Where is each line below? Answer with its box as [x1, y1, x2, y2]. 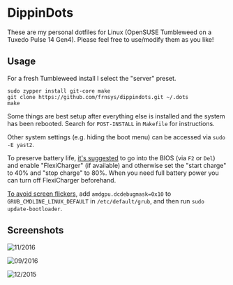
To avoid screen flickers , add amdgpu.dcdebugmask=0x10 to [7, 190, 172, 198]
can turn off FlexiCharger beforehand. [7, 176, 116, 184]
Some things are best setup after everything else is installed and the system [7, 111, 225, 120]
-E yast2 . [7, 140, 35, 148]
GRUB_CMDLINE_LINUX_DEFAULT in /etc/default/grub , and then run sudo [7, 197, 204, 205]
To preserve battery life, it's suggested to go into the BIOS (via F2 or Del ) [7, 153, 216, 162]
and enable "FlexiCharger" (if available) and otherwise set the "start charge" [7, 161, 227, 169]
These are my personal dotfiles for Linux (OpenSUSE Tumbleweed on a [7, 28, 212, 36]
